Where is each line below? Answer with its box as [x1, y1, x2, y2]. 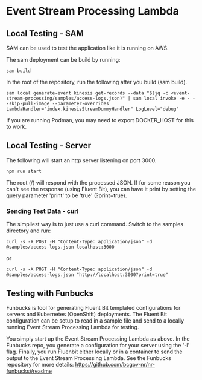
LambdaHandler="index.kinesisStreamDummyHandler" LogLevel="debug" [6, 106, 180, 112]
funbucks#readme [6, 367, 52, 375]
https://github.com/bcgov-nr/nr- [75, 361, 156, 368]
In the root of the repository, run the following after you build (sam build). [6, 79, 188, 85]
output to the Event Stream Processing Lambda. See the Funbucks [6, 354, 172, 361]
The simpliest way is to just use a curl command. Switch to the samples [6, 221, 184, 228]
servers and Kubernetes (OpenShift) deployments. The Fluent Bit [6, 310, 168, 318]
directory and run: [6, 227, 51, 234]
